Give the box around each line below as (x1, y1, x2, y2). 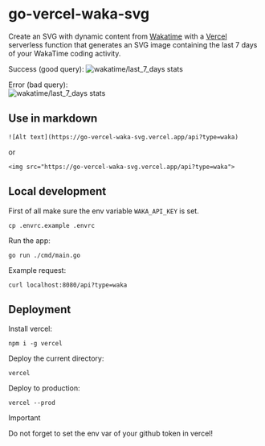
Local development (8, 184, 107, 198)
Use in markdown (8, 112, 98, 126)
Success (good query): (8, 64, 84, 73)
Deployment (8, 303, 71, 316)
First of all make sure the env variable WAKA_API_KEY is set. (8, 206, 199, 216)
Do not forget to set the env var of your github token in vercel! (8, 428, 213, 439)
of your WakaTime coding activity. (8, 48, 121, 58)
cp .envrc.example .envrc (8, 221, 95, 229)
